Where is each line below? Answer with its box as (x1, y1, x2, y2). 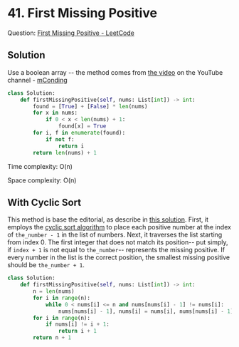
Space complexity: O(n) (7, 176, 77, 185)
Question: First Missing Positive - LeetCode (7, 29, 135, 37)
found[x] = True (58, 123, 107, 130)
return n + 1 (33, 334, 72, 341)
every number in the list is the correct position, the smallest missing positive (7, 253, 230, 261)
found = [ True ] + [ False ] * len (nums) (33, 103, 148, 110)
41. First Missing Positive (7, 5, 158, 21)
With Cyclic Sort (7, 196, 82, 208)
